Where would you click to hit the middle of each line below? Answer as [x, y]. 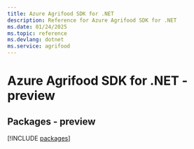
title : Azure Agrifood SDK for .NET [61, 14]
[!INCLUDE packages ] [39, 138]
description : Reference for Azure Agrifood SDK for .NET [92, 20]
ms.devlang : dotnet [36, 40]
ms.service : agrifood [39, 46]
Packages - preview [51, 121]
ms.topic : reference [37, 33]
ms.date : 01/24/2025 [37, 27]
